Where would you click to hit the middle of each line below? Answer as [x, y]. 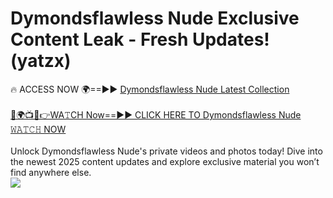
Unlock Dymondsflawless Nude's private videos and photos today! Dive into [166, 151]
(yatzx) [41, 61]
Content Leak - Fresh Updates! [140, 39]
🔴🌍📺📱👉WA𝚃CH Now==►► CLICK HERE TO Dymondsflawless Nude [156, 114]
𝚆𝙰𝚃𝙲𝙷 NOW [38, 129]
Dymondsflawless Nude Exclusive [155, 18]
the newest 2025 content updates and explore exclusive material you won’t [165, 161]
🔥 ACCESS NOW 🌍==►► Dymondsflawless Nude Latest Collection [150, 89]
